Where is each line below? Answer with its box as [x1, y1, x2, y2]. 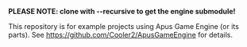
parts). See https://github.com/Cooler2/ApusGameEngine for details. [8, 31, 233, 39]
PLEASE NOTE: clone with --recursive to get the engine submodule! [8, 7, 236, 16]
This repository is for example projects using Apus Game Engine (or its [8, 22, 240, 31]
